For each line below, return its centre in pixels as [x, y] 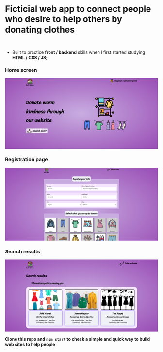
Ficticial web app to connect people [78, 9]
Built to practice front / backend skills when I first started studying [79, 52]
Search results [23, 251]
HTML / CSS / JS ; [30, 57]
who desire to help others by [64, 19]
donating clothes [40, 30]
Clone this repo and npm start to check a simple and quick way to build [78, 339]
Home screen [21, 70]
